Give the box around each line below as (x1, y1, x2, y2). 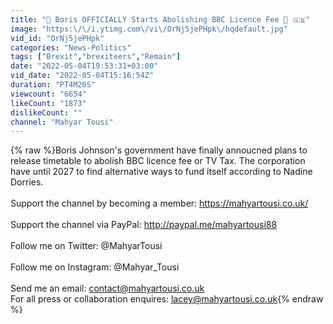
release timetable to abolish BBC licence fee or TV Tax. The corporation (10, 155, 306, 167)
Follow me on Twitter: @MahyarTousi (10, 240, 163, 252)
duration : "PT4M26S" (10, 80, 97, 90)
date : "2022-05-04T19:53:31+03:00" (10, 61, 159, 71)
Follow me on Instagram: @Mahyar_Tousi (10, 261, 180, 273)
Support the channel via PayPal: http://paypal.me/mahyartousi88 (10, 219, 278, 231)
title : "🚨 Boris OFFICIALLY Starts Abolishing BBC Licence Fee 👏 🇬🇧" (10, 14, 311, 25)
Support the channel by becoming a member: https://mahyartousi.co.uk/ (10, 197, 309, 210)
